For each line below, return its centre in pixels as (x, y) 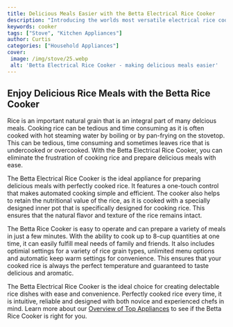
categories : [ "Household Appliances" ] (63, 46)
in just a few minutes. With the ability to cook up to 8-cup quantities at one (113, 236)
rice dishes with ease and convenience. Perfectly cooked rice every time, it (114, 294)
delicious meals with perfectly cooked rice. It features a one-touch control (113, 186)
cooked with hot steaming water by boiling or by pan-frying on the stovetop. (116, 135)
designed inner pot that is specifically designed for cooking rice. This (106, 208)
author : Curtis (29, 40)
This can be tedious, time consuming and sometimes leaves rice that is (109, 143)
